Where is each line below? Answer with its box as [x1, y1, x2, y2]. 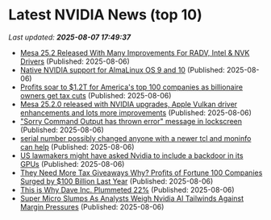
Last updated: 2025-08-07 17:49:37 [8, 32, 131, 42]
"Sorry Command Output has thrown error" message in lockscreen [19, 116, 243, 126]
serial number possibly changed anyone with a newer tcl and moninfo [19, 133, 252, 143]
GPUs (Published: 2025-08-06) [19, 159, 125, 168]
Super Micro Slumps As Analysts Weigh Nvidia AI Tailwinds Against [19, 193, 244, 203]
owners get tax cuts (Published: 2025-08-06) [19, 90, 172, 100]
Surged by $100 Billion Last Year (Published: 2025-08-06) [19, 176, 214, 186]
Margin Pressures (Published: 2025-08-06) [19, 201, 165, 211]
